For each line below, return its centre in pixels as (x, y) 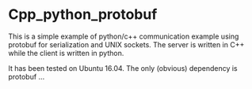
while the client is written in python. (66, 53)
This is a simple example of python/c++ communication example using (124, 36)
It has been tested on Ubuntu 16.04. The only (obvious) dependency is (123, 68)
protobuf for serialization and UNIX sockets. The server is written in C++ (126, 44)
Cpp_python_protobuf (83, 15)
